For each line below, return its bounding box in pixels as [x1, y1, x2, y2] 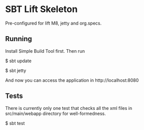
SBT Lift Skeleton [5, 4, 78, 15]
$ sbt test [5, 120, 25, 126]
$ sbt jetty [5, 67, 27, 73]
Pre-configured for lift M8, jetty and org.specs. [5, 20, 102, 26]
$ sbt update [5, 58, 32, 64]
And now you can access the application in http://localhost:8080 [5, 77, 139, 83]
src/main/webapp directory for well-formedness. [5, 110, 106, 116]
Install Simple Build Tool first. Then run [5, 48, 85, 54]
